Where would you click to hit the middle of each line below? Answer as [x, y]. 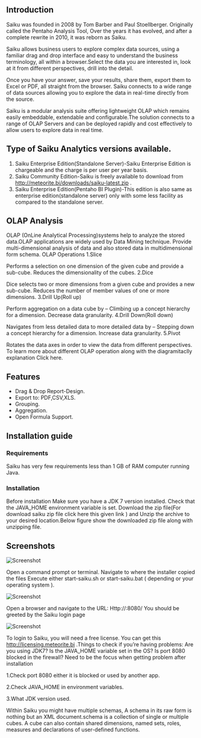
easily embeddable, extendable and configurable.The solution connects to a [100, 117]
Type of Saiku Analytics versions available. [89, 149]
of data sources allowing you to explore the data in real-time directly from [97, 92]
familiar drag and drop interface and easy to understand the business [92, 55]
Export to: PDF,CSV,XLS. [45, 398]
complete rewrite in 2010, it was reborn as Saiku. [67, 37]
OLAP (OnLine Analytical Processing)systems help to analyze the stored [96, 235]
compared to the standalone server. [59, 202]
